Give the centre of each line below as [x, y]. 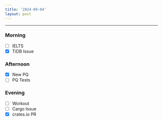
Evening [15, 93]
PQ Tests [21, 80]
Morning [15, 35]
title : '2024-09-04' [26, 9]
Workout [21, 103]
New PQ [20, 75]
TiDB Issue [23, 51]
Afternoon [17, 64]
